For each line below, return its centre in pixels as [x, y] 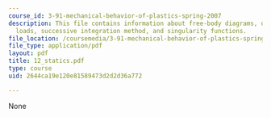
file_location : [34, 38]
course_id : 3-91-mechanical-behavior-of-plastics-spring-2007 [115, 16]
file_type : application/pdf [56, 46]
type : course [30, 69]
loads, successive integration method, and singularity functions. [131, 31]
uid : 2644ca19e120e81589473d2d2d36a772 [75, 76]
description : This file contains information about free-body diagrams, [133, 23]
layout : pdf [28, 53]
